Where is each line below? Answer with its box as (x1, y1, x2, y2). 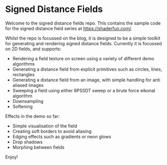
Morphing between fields (12, 144, 65, 150)
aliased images (12, 82, 44, 88)
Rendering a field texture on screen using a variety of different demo (12, 55, 154, 61)
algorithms (12, 61, 35, 67)
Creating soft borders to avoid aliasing (12, 128, 92, 134)
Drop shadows (12, 139, 43, 145)
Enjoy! (5, 154, 19, 160)
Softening (12, 103, 33, 109)
